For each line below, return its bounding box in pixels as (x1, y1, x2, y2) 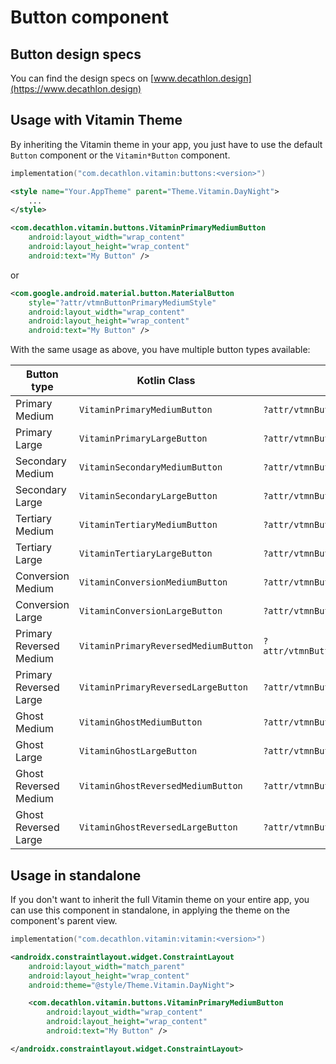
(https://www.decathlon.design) (10, 83, 142, 95)
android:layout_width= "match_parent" (28, 961, 186, 971)
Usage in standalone (10, 867, 142, 884)
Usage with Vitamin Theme (10, 112, 183, 129)
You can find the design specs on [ (10, 72, 155, 84)
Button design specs (10, 46, 142, 63)
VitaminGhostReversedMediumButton (78, 781, 243, 792)
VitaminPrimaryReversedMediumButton (78, 641, 254, 652)
